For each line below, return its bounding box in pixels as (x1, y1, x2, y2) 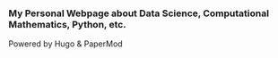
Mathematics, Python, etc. (8, 18, 126, 30)
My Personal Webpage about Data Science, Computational (8, 7, 270, 20)
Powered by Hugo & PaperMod (8, 38, 123, 49)
